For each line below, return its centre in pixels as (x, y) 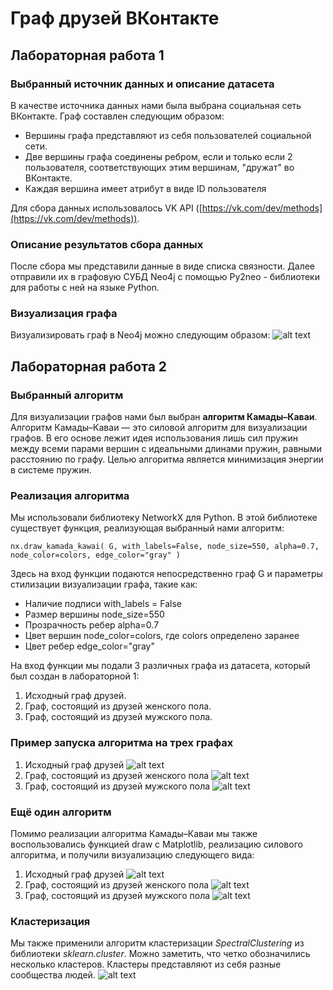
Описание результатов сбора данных (107, 244)
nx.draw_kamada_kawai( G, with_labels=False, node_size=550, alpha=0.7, (165, 547)
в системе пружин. (51, 470)
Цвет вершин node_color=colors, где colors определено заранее (162, 636)
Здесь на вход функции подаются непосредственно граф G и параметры (166, 574)
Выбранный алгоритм (67, 395)
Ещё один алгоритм (61, 812)
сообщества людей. (53, 975)
